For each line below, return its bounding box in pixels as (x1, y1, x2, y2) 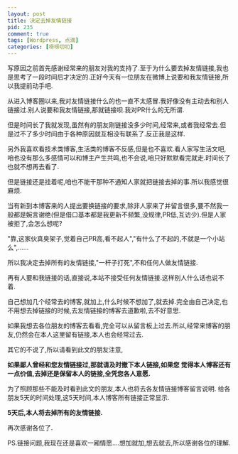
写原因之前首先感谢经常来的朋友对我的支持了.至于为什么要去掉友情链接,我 (7, 64, 223, 72)
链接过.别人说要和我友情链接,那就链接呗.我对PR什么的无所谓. (7, 106, 185, 114)
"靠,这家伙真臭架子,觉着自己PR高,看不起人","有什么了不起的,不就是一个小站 (7, 234, 225, 242)
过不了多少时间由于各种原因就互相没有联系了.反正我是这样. (13, 129, 186, 138)
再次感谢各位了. (7, 423, 53, 432)
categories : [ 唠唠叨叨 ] (7, 43, 73, 50)
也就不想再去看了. (7, 163, 60, 171)
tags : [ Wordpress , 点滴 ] (7, 37, 79, 44)
